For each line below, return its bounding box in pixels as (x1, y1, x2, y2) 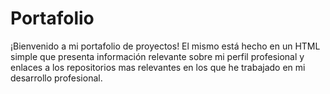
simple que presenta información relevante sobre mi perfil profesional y (10, 50, 305, 62)
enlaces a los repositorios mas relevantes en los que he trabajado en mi (10, 61, 306, 73)
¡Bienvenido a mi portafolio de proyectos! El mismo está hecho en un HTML (10, 40, 321, 52)
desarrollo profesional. (10, 72, 103, 84)
